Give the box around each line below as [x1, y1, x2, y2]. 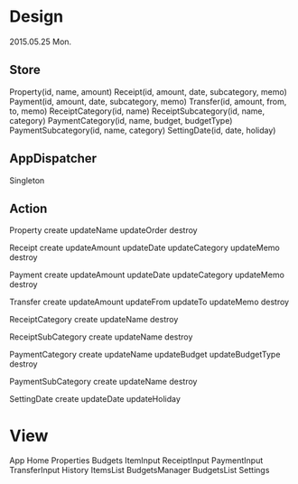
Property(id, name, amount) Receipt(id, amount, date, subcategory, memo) [9, 86, 287, 97]
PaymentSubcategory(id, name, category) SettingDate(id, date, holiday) [9, 125, 276, 135]
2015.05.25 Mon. [9, 36, 72, 47]
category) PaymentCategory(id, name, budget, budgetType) [9, 115, 233, 126]
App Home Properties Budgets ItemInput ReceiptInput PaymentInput [9, 455, 264, 466]
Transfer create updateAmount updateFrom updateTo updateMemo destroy [9, 296, 290, 308]
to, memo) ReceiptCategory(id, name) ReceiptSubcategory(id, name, [9, 106, 265, 116]
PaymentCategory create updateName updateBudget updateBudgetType [9, 349, 281, 360]
